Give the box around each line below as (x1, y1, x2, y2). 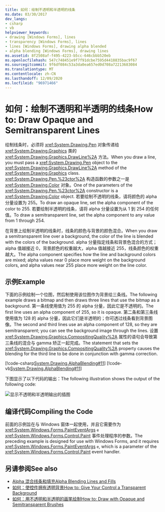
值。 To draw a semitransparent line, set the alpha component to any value (5, 212, 155, 218)
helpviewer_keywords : (5, 30, 50, 35)
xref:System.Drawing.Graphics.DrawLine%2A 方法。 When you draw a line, (5, 154, 156, 160)
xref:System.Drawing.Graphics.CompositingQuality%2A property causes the (5, 346, 160, 352)
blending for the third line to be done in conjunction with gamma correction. (5, 351, 158, 357)
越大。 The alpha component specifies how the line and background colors (5, 251, 156, 257)
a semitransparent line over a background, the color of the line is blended (5, 233, 154, 239)
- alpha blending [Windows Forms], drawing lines (5, 48, 109, 53)
